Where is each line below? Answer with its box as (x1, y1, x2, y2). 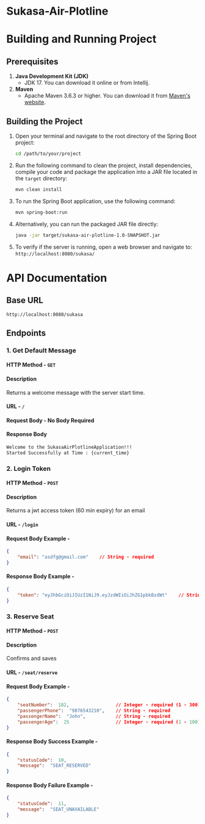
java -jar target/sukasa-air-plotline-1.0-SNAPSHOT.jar (15, 232, 160, 238)
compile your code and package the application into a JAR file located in (15, 168, 198, 175)
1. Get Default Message (6, 346, 76, 354)
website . (24, 99, 46, 106)
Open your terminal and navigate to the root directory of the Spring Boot (15, 132, 197, 140)
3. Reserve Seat (6, 612, 54, 620)
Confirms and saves (6, 654, 57, 662)
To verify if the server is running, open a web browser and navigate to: (15, 243, 192, 251)
